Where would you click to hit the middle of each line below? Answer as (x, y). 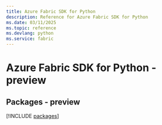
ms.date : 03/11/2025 (31, 22)
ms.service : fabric (30, 39)
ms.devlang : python (30, 33)
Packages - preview (43, 102)
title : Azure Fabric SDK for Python (51, 11)
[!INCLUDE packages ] (33, 116)
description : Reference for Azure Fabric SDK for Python (77, 17)
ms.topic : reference (31, 28)
